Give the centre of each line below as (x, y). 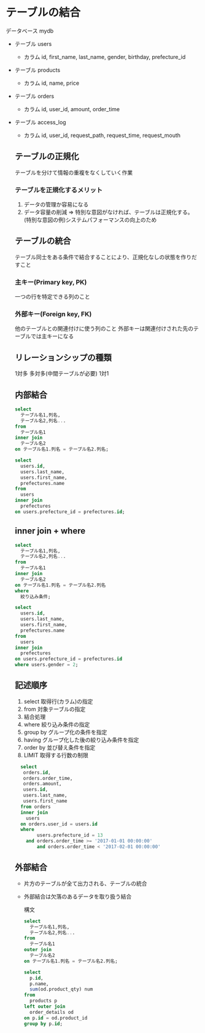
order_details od (52, 1012)
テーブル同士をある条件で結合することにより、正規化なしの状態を (98, 257)
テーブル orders (34, 96)
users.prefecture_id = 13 (70, 835)
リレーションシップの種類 (63, 357)
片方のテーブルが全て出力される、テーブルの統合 (85, 883)
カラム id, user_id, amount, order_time (72, 109)
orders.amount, (42, 784)
